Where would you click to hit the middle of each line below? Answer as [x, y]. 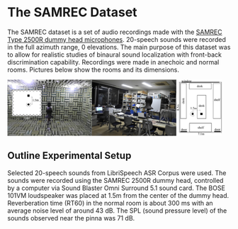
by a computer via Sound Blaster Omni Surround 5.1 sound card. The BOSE [116, 188]
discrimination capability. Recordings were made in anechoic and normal [113, 62]
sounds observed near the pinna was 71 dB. [71, 218]
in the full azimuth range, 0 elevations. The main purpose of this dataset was [119, 47]
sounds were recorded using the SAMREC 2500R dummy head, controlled [115, 180]
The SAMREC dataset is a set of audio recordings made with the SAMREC [115, 32]
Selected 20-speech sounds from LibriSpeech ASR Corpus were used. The [117, 173]
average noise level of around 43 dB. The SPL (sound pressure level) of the [117, 211]
